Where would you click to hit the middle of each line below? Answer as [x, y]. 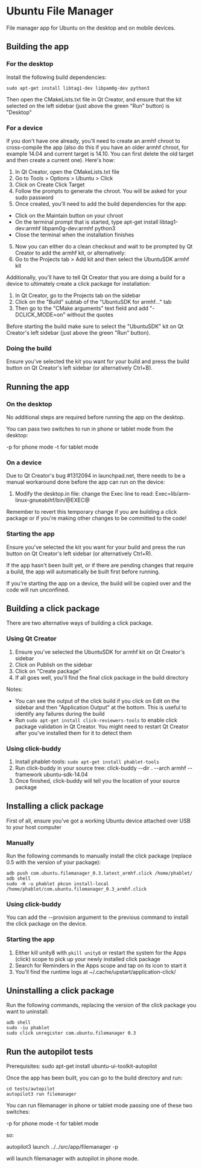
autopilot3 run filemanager [42, 1094]
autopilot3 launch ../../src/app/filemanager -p [62, 1147]
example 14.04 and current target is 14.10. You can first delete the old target [100, 153]
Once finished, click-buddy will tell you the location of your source [97, 781]
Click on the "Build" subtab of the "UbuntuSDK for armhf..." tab [93, 301]
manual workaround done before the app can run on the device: [86, 482]
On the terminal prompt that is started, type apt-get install [87, 222]
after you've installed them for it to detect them [73, 733]
